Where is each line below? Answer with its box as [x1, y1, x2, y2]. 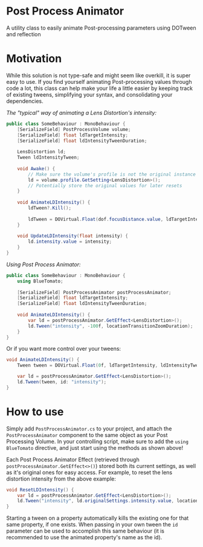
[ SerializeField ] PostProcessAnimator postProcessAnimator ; [17, 289, 172, 295]
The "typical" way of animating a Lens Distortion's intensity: [6, 109, 157, 116]
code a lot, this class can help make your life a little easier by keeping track [6, 85, 193, 92]
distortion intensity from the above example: [6, 475, 117, 482]
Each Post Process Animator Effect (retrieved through [6, 456, 140, 463]
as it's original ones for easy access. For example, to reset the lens [6, 469, 173, 476]
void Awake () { [17, 165, 56, 171]
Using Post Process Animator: [6, 261, 81, 268]
